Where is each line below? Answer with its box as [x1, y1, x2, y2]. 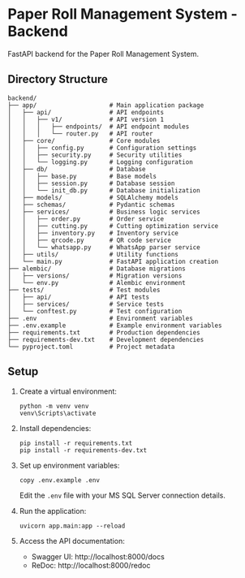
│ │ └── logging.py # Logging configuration [7, 157, 194, 166]
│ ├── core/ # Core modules [7, 136, 161, 144]
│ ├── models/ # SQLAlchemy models [7, 193, 179, 201]
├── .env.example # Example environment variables [7, 321, 222, 330]
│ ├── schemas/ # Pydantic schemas [7, 201, 175, 209]
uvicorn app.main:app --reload [19, 521, 126, 530]
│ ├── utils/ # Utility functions [7, 250, 179, 258]
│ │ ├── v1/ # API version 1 [7, 115, 164, 123]
